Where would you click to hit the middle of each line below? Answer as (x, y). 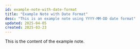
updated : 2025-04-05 (26, 23)
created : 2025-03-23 (26, 28)
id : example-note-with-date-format (41, 9)
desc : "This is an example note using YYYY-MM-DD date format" (70, 18)
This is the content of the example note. (45, 41)
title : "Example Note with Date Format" (47, 14)
